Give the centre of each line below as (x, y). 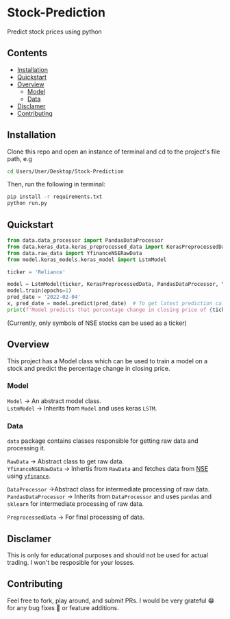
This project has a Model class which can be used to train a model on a (107, 361)
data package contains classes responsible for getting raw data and (103, 441)
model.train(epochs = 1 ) (39, 291)
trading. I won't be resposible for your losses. (71, 562)
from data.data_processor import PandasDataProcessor (86, 241)
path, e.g (20, 158)
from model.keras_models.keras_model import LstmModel (87, 259)
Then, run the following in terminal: (56, 184)
